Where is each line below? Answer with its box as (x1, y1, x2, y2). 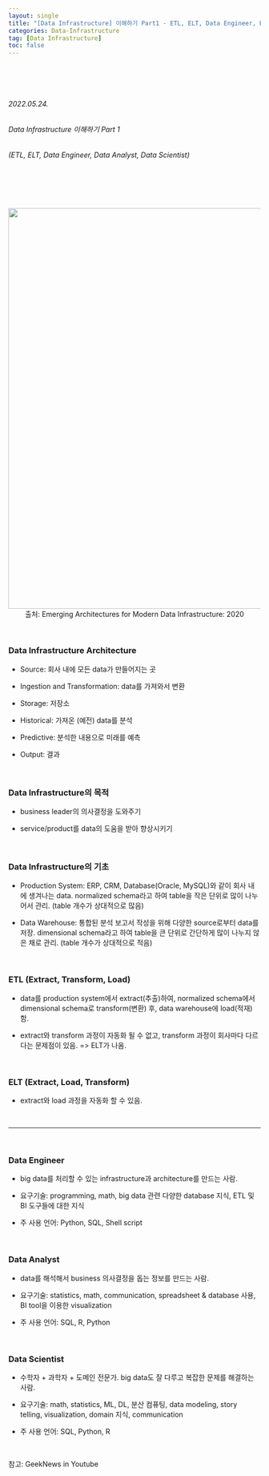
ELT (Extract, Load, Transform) (8, 1076, 130, 1087)
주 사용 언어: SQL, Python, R (19, 1426, 110, 1436)
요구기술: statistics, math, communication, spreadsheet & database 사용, (19, 1290, 256, 1300)
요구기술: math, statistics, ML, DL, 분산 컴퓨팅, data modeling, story (19, 1399, 238, 1409)
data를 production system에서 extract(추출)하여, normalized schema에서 (19, 993, 255, 1002)
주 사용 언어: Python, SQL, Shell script (19, 1218, 143, 1228)
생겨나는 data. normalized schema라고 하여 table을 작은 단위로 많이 (28, 891, 244, 901)
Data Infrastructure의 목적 (8, 787, 110, 798)
